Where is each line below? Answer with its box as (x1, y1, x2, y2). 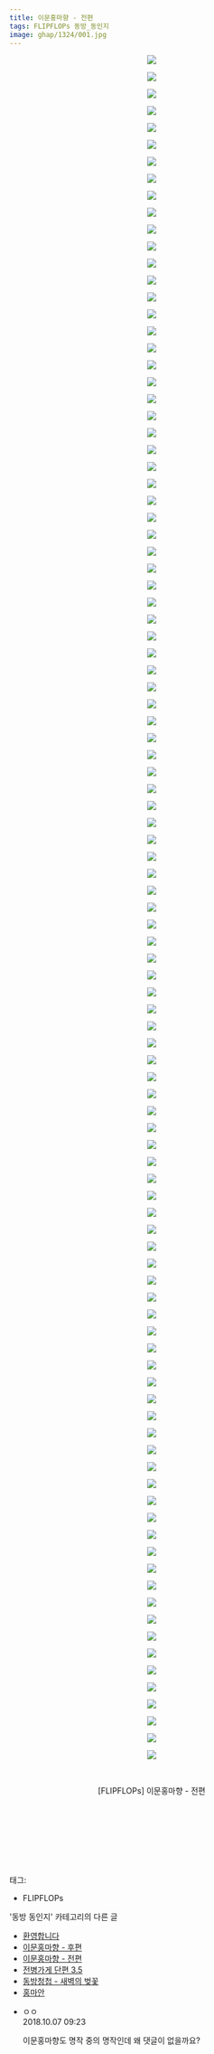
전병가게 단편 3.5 (22, 1964, 83, 1975)
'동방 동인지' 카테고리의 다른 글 (9, 1911, 118, 1922)
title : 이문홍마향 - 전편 (9, 13, 94, 23)
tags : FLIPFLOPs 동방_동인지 (9, 22, 110, 31)
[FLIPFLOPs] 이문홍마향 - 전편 (98, 1785, 206, 1796)
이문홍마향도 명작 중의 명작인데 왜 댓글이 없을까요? (22, 2035, 200, 2046)
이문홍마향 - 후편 (22, 1942, 83, 1953)
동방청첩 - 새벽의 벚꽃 (22, 1976, 99, 1987)
